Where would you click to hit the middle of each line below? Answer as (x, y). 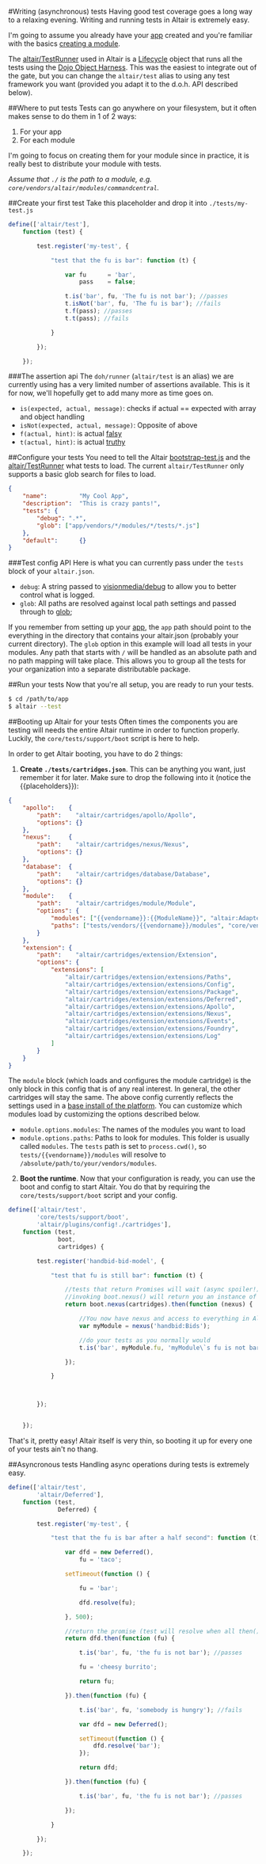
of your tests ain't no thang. (53, 1449)
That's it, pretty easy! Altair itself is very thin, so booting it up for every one (130, 1441)
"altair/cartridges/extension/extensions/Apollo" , (150, 1006)
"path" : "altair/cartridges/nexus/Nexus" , (113, 845)
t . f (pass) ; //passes (99, 311)
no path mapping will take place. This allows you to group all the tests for (127, 661)
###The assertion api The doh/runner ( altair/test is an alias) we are (121, 376)
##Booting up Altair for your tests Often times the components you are (123, 721)
